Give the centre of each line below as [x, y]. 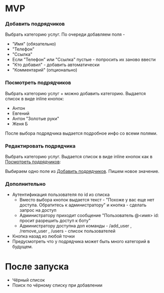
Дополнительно [25, 184]
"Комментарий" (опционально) [45, 70]
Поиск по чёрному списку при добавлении [57, 285]
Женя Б [20, 123]
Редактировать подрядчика [40, 146]
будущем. [23, 247]
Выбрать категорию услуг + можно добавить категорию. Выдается [75, 93]
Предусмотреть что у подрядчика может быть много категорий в [81, 242]
